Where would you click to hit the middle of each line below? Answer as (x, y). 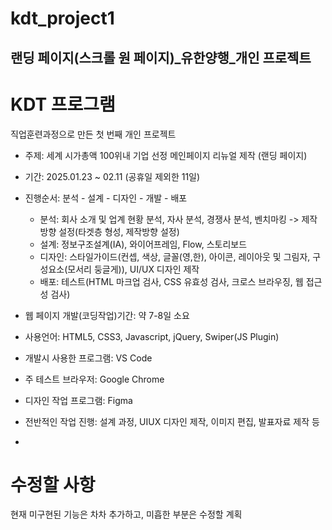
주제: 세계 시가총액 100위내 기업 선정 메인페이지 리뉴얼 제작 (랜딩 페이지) (166, 155)
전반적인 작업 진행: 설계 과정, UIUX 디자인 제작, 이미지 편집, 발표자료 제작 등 (172, 421)
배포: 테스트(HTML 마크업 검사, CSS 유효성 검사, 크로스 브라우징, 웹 (171, 281)
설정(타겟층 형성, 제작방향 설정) (119, 231)
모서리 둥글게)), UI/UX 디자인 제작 (133, 269)
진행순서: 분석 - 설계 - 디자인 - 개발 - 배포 (106, 198)
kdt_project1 (62, 18)
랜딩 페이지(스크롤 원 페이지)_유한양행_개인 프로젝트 (161, 57)
